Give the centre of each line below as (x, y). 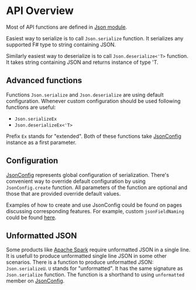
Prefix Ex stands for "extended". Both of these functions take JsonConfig (94, 136)
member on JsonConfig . (35, 281)
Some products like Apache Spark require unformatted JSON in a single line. (98, 250)
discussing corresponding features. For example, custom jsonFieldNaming (95, 211)
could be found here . (31, 217)
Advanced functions (44, 81)
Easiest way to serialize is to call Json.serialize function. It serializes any (95, 38)
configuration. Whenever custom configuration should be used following (93, 101)
